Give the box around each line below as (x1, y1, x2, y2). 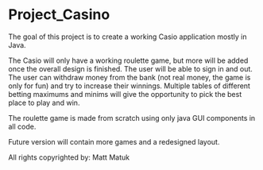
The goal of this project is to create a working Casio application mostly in (8, 32, 247, 41)
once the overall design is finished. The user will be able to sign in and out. (8, 64, 253, 73)
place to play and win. (8, 98, 80, 107)
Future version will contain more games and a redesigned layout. (8, 137, 220, 146)
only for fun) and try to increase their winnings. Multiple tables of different (8, 81, 250, 91)
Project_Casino (8, 6, 110, 24)
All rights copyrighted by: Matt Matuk (8, 153, 130, 162)
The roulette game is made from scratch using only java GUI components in (8, 113, 256, 122)
